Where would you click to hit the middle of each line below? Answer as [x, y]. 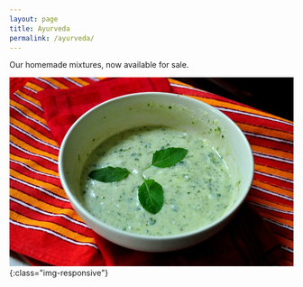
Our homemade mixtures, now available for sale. [99, 65]
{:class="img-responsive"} [59, 273]
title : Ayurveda [40, 28]
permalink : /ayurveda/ [52, 38]
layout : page [34, 19]
